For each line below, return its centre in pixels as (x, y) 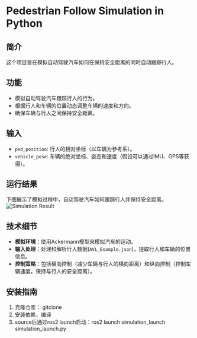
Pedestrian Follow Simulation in (85, 11)
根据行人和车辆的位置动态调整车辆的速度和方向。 (74, 106)
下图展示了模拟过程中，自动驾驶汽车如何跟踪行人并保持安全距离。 (86, 199)
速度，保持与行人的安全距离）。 (58, 272)
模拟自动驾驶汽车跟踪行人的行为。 (56, 98)
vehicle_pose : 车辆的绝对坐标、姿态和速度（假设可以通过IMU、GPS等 (99, 156)
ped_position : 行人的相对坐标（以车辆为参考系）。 (75, 149)
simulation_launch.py (41, 329)
